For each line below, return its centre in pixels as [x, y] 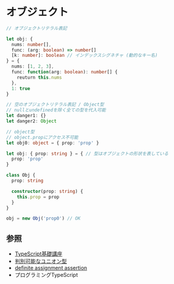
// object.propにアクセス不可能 [42, 137]
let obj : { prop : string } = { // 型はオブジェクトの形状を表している [87, 154]
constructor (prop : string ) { [47, 191]
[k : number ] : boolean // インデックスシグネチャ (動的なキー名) [85, 56]
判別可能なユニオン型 [41, 262]
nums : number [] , [31, 44]
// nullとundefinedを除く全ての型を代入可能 [56, 110]
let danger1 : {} [26, 116]
